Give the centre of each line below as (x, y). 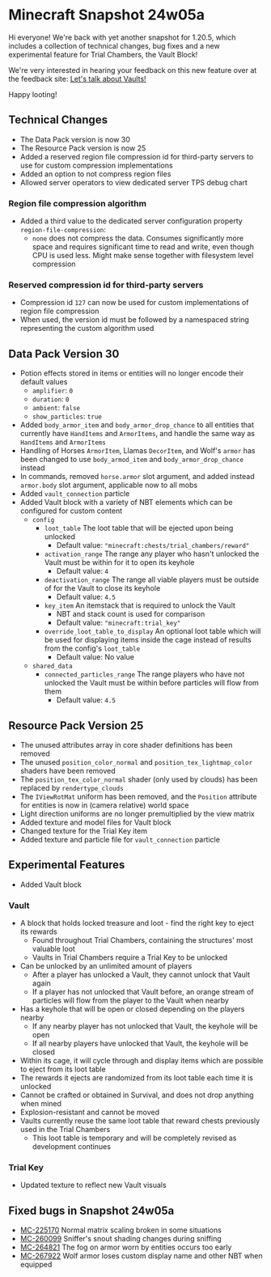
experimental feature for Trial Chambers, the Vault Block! (103, 54)
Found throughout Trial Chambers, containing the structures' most (142, 940)
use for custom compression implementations (96, 165)
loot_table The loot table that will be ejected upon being (139, 528)
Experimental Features (67, 865)
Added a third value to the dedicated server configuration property (131, 221)
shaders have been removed (68, 770)
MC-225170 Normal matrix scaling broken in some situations (121, 1230)
